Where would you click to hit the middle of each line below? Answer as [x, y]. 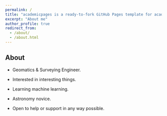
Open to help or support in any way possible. [58, 108]
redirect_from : [21, 28]
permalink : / [19, 10]
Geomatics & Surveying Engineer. [46, 70]
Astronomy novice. [32, 99]
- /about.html [24, 38]
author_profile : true [28, 24]
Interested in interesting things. [44, 79]
